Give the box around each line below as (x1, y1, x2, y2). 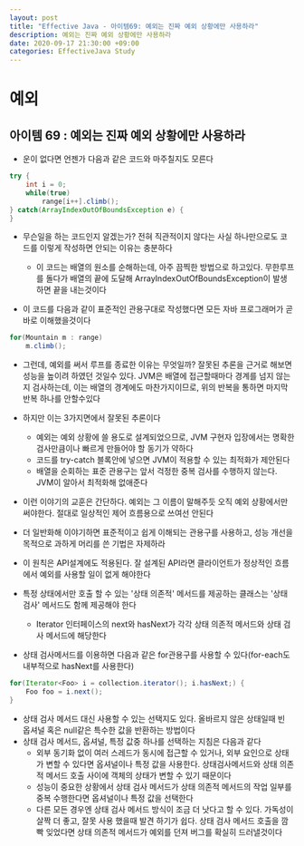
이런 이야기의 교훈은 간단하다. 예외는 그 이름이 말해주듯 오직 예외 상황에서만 (22, 496, 289, 508)
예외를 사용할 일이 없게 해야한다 (39, 569, 151, 580)
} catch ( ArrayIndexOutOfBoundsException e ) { (9, 205, 184, 214)
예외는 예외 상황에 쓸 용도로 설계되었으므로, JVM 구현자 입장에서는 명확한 (35, 432, 295, 442)
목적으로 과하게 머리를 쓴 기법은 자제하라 (22, 539, 166, 549)
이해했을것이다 (39, 315, 91, 326)
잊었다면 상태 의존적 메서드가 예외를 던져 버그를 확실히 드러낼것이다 (45, 826, 283, 837)
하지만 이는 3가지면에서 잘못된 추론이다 (22, 413, 161, 423)
